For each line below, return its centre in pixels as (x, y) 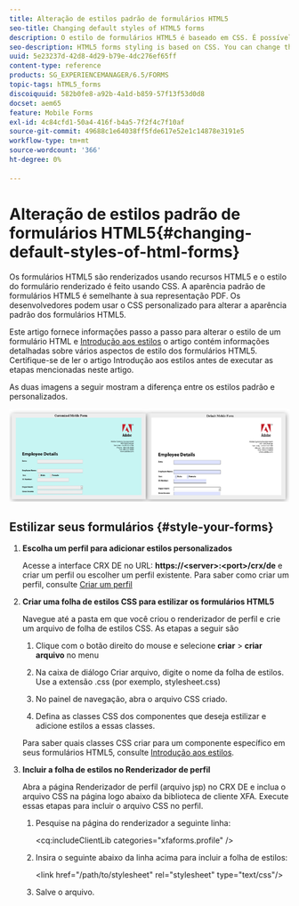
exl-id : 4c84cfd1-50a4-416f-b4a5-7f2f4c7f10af (97, 122)
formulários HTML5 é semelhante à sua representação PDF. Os (125, 295)
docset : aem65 (36, 103)
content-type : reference (55, 66)
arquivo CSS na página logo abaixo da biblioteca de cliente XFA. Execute (155, 796)
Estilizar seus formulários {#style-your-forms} (141, 526)
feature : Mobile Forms (51, 113)
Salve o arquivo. (65, 892)
